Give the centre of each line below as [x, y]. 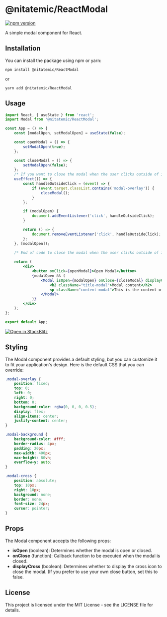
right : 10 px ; [28, 490]
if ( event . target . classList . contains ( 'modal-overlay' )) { [93, 188]
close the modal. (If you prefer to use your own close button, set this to [85, 572]
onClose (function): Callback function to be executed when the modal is [86, 556]
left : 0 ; [23, 393]
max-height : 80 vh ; [33, 458]
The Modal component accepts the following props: [58, 541]
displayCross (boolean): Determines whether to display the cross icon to [87, 566]
